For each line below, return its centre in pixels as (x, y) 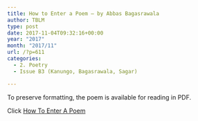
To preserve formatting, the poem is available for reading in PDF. (99, 97)
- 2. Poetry (31, 65)
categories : (24, 59)
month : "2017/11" (32, 46)
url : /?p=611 (26, 53)
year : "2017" (26, 39)
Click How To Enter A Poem (46, 111)
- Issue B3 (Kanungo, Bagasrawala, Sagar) (75, 71)
